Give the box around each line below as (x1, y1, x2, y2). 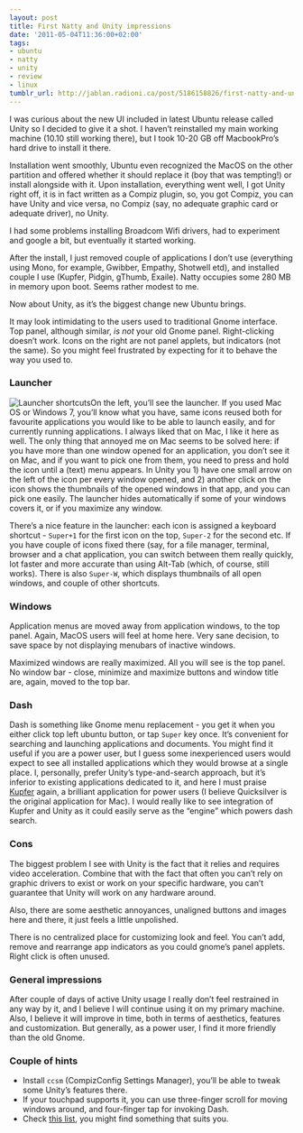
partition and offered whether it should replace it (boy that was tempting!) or (9, 169, 292, 180)
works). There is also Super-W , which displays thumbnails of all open (9, 567, 262, 578)
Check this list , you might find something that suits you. (22, 1113, 229, 1124)
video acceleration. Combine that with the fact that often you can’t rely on (9, 868, 283, 879)
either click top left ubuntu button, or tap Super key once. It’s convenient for (9, 729, 289, 740)
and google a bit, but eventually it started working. (9, 235, 197, 245)
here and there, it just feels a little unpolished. (9, 914, 179, 925)
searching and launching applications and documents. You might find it (9, 739, 273, 750)
